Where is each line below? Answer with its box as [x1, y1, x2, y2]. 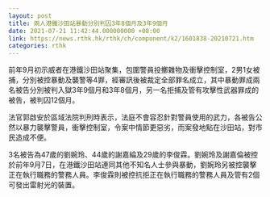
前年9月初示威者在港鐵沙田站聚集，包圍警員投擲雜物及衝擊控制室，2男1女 [8, 65, 253, 75]
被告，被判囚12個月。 [8, 95, 80, 105]
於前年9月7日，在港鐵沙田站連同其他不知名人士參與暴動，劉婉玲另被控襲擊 [8, 160, 257, 170]
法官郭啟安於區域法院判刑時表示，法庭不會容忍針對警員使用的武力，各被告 [8, 112, 255, 122]
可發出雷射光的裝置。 [8, 180, 79, 190]
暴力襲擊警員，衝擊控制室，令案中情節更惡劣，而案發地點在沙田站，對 [22, 123, 255, 132]
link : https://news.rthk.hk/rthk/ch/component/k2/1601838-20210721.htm [8, 34, 254, 43]
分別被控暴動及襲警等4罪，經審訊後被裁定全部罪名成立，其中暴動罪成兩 [22, 75, 260, 85]
